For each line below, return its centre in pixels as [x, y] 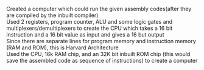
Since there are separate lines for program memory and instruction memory [101, 41]
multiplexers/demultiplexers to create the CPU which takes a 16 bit [90, 28]
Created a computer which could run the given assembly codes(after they [99, 9]
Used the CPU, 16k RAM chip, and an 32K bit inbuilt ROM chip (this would [98, 54]
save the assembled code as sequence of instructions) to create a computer [102, 61]
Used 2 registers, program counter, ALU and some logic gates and [90, 22]
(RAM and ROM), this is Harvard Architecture [62, 47]
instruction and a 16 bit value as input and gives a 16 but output [85, 35]
